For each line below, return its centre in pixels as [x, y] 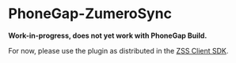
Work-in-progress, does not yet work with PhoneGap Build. [108, 35]
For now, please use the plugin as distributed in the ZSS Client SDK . [118, 50]
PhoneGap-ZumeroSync [90, 14]
